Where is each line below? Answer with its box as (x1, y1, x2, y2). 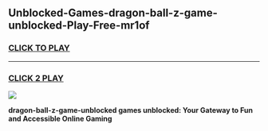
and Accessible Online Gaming (8, 114, 112, 123)
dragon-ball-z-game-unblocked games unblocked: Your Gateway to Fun (8, 105, 254, 114)
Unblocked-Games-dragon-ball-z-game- (8, 6, 218, 20)
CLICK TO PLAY (8, 43, 70, 54)
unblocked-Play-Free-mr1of (8, 19, 150, 33)
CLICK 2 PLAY (8, 72, 64, 83)
